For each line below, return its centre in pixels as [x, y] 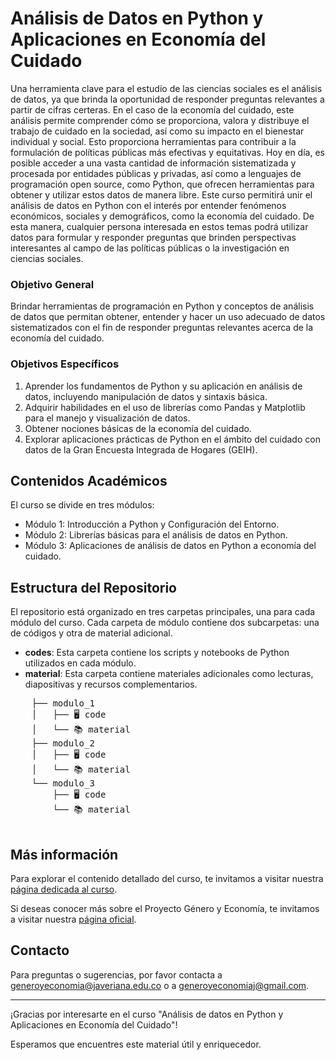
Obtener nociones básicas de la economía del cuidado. [138, 428]
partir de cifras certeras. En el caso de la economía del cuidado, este [152, 109]
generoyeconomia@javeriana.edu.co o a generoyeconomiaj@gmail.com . [160, 985]
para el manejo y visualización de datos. [107, 418]
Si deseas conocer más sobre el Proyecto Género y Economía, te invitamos [165, 908]
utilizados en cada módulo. [80, 663]
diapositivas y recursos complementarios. [111, 684]
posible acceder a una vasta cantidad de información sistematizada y [153, 163]
